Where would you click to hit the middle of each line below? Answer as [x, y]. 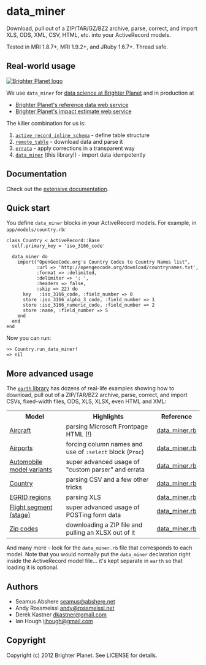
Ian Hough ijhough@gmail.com [54, 621]
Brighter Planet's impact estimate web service [73, 111]
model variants [31, 470]
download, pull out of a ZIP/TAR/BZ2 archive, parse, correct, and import [97, 395]
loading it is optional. [33, 567]
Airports [21, 448]
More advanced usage [50, 373]
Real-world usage [41, 66]
